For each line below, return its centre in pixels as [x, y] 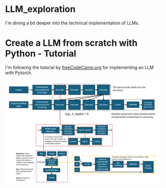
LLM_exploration [41, 9]
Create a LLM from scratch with [71, 43]
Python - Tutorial [41, 54]
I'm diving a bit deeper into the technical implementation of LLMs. [72, 23]
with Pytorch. [19, 73]
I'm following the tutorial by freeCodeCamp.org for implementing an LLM [80, 67]
